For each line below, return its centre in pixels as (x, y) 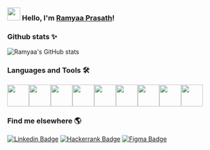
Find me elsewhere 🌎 (45, 121)
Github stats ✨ (32, 36)
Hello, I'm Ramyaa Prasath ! (68, 17)
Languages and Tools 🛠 (49, 70)
